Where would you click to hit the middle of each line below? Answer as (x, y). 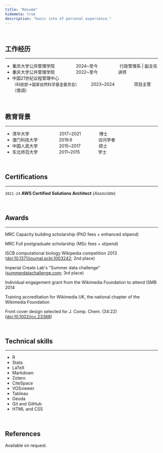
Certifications (26, 177)
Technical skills (29, 341)
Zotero (19, 378)
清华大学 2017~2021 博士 (60, 134)
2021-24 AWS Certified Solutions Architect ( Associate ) (60, 193)
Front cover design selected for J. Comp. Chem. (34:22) (61, 311)
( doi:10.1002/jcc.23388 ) (29, 316)
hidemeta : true (20, 14)
